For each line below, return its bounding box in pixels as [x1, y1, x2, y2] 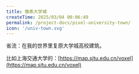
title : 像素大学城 [6, 8, 47, 15]
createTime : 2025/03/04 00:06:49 [6, 14, 89, 20]
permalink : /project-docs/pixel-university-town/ [6, 20, 131, 25]
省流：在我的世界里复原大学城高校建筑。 [6, 42, 105, 49]
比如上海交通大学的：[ [6, 54, 60, 62]
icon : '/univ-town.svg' [6, 25, 65, 31]
